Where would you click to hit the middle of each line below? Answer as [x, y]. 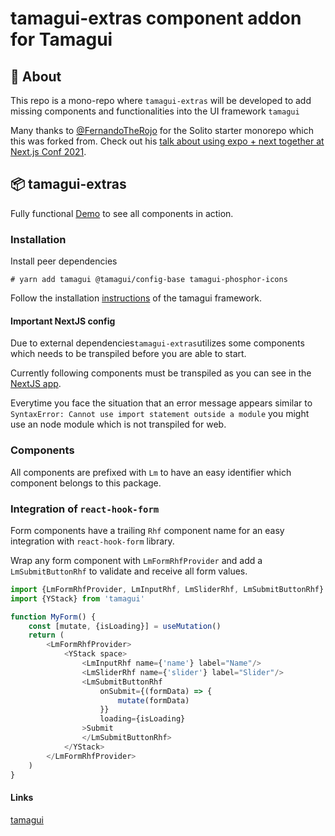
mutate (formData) [153, 700]
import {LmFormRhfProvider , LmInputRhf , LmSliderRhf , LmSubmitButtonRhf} [167, 589]
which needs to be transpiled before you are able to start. [128, 354]
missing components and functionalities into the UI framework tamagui [155, 111]
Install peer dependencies [64, 261]
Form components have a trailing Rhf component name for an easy [147, 530]
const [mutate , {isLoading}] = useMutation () [125, 626]
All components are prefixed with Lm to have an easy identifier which [151, 472]
